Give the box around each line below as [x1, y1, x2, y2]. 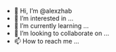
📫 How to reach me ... [13, 37, 79, 45]
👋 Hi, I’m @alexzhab [13, 7, 72, 15]
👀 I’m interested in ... [13, 14, 74, 22]
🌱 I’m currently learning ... [13, 22, 89, 30]
